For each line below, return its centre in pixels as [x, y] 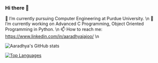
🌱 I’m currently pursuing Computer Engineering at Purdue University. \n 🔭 [79, 19]
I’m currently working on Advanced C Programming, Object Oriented [75, 24]
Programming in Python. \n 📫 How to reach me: [54, 30]
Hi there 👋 [17, 8]
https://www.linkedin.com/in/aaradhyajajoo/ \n [52, 36]
